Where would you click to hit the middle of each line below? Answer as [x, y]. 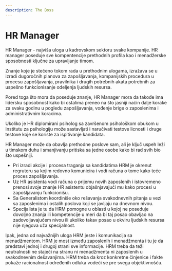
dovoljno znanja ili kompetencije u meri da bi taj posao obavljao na [83, 214]
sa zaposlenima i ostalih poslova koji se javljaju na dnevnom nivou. [83, 203]
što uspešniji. [19, 155]
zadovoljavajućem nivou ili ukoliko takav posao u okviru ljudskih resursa [89, 220]
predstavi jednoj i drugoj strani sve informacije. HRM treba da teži [74, 246]
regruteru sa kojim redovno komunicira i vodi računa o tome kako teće [87, 171]
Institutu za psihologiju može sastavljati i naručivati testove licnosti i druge [83, 129]
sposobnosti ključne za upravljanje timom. [50, 61]
